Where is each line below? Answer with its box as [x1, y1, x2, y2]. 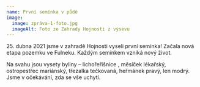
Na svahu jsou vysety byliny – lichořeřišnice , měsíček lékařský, [6, 61, 166, 68]
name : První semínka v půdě [6, 9, 78, 15]
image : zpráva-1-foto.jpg [12, 20, 78, 26]
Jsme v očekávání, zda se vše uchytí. [6, 74, 101, 81]
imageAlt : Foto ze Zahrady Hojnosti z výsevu [12, 26, 130, 32]
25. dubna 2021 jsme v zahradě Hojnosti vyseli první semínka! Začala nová [6, 43, 194, 50]
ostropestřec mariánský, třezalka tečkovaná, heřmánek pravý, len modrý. [6, 68, 190, 75]
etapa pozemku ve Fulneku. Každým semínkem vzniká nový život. [6, 49, 172, 57]
